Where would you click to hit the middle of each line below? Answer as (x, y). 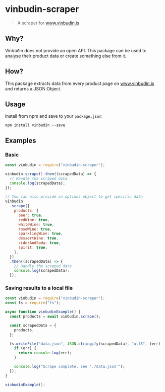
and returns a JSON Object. (33, 88)
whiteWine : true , (36, 225)
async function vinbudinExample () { (43, 312)
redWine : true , (34, 220)
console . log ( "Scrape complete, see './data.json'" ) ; (70, 367)
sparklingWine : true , (41, 234)
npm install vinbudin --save (35, 125)
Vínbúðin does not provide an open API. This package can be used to (76, 50)
